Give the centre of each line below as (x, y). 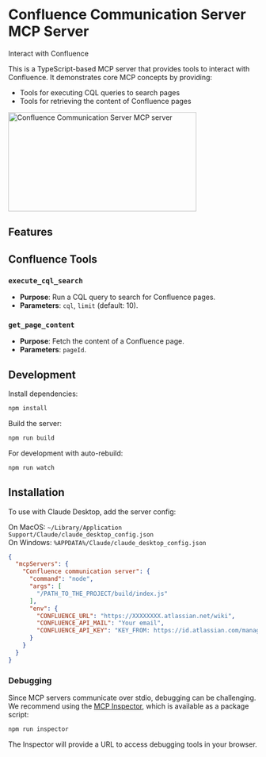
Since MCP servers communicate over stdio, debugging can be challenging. (132, 697)
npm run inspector (38, 729)
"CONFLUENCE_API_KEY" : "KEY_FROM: (93, 631)
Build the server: (35, 423)
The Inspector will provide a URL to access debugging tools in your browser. (133, 744)
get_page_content (42, 325)
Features (30, 232)
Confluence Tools (53, 259)
